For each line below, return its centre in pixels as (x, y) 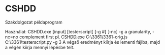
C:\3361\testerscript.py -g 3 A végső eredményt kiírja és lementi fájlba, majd (82, 42)
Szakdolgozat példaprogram (34, 22)
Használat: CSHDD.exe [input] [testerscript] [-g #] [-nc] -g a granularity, (78, 31)
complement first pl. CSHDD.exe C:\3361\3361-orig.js (74, 37)
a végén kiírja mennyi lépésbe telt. (40, 47)
